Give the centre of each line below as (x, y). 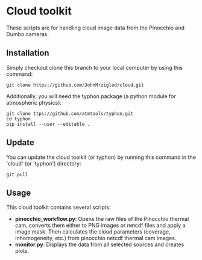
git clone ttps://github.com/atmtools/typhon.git (70, 113)
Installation (28, 53)
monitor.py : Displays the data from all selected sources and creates (99, 244)
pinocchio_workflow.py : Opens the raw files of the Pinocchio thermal (102, 219)
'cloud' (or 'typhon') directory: (44, 163)
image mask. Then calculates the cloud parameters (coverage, (93, 232)
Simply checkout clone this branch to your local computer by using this (94, 67)
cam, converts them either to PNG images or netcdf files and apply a (100, 225)
